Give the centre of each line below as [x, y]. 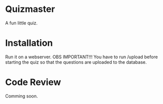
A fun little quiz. [21, 23]
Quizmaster [30, 9]
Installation [29, 43]
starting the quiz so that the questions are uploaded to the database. [76, 62]
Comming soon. [22, 96]
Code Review [33, 82]
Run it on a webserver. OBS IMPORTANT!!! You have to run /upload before [81, 57]
